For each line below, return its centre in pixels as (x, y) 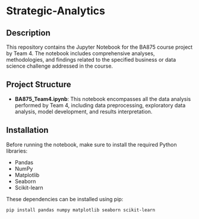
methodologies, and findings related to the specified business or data (91, 60)
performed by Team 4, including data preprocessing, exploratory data (100, 105)
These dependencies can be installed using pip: (65, 199)
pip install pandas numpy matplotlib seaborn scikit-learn (81, 210)
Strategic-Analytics (56, 11)
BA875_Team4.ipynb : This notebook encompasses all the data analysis (103, 99)
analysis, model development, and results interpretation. (83, 112)
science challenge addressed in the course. (60, 66)
